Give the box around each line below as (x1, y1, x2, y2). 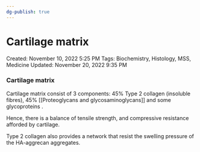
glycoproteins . (6, 103, 43, 110)
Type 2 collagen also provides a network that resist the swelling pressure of (6, 132, 195, 139)
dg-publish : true (6, 8, 50, 15)
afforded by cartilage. (6, 121, 60, 128)
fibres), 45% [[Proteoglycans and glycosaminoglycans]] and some (6, 96, 172, 103)
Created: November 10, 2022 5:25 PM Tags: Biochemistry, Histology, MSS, (6, 55, 192, 62)
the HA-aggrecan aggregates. (6, 139, 81, 146)
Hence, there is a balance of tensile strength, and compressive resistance (6, 114, 189, 121)
